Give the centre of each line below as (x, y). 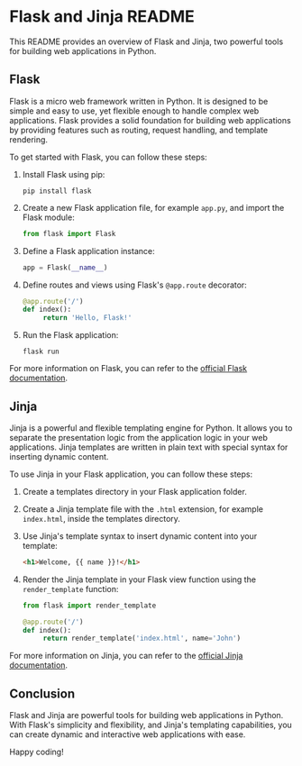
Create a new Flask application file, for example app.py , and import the (153, 207)
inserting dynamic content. (59, 456)
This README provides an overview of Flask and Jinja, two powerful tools (146, 41)
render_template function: (70, 588)
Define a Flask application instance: (88, 251)
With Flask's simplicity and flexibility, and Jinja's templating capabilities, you (151, 725)
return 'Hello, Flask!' (87, 318)
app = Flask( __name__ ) (65, 268)
